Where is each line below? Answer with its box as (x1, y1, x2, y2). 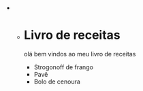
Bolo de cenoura (33, 77, 80, 86)
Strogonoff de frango (33, 62, 94, 71)
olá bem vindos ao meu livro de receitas (23, 50, 136, 58)
